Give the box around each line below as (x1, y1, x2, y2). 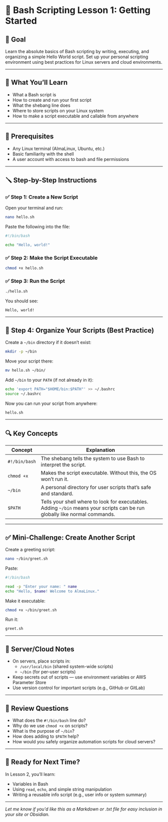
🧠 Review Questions (5, 704, 69, 713)
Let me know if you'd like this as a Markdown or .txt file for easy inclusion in (5, 806, 162, 812)
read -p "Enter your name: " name (5, 584, 77, 589)
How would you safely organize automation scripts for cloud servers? (12, 738, 156, 744)
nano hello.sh (5, 215, 35, 220)
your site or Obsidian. (5, 811, 50, 817)
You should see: (5, 298, 38, 304)
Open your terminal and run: (5, 205, 63, 211)
